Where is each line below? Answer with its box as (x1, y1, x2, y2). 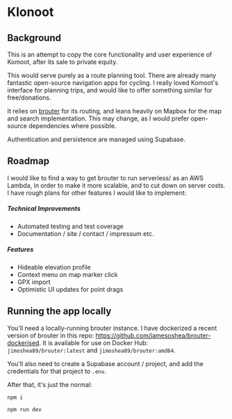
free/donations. (7, 93, 51, 102)
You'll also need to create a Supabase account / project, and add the (7, 359, 204, 367)
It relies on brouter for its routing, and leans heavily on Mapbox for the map (7, 107, 222, 115)
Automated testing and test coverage (17, 222, 124, 230)
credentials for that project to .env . (7, 367, 106, 375)
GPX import (17, 278, 51, 286)
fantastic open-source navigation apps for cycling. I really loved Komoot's (7, 79, 219, 87)
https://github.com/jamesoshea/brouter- (95, 331, 211, 340)
